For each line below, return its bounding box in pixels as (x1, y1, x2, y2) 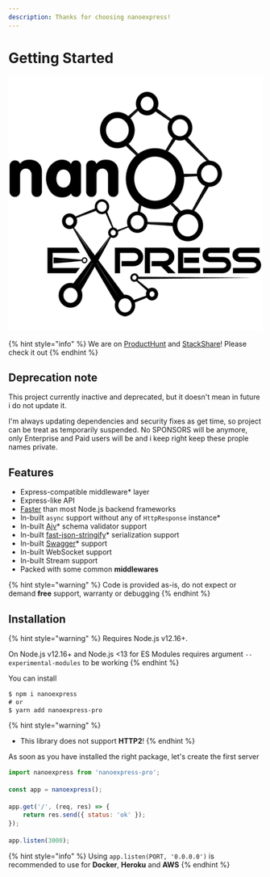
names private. (8, 442, 58, 452)
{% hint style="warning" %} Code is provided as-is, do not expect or (8, 580, 237, 590)
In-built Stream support (19, 556, 98, 566)
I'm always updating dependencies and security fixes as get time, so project (8, 416, 262, 426)
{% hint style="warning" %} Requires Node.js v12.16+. (8, 634, 188, 643)
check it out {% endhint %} (8, 348, 98, 357)
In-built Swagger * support (19, 538, 107, 549)
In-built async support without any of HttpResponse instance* (19, 513, 221, 523)
